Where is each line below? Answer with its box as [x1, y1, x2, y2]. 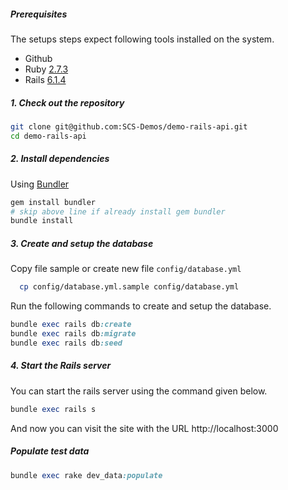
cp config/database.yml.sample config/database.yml [19, 282, 240, 292]
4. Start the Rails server [10, 360, 112, 372]
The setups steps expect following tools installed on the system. [10, 33, 275, 45]
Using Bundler [10, 178, 70, 190]
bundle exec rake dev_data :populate [10, 470, 163, 480]
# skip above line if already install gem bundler [10, 206, 226, 217]
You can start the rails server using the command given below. [10, 385, 268, 397]
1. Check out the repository [10, 96, 125, 109]
